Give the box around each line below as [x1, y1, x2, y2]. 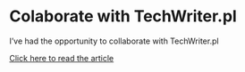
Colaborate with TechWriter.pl [9, 6, 237, 27]
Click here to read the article [9, 52, 114, 63]
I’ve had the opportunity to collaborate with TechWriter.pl [9, 36, 219, 46]
